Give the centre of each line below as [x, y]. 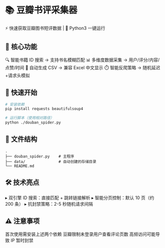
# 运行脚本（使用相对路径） [30, 118]
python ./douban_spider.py [33, 123]
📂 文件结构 [21, 139]
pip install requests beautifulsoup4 [44, 109]
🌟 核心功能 [21, 47]
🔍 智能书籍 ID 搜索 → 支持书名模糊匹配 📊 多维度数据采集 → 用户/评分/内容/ [82, 60]
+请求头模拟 [18, 75]
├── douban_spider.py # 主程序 [40, 156]
